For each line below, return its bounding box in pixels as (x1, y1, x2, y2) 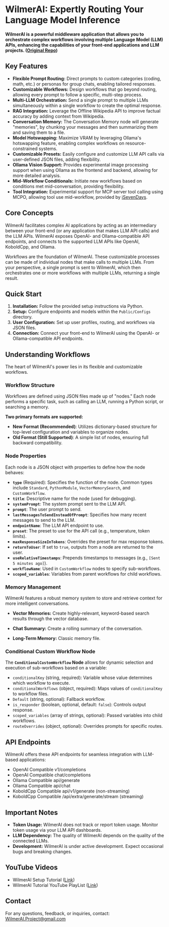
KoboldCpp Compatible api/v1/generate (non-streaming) (12, 788, 130, 794)
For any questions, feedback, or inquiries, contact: (5, 910, 110, 916)
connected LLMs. (12, 838, 49, 844)
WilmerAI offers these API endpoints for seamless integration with (5, 752, 142, 758)
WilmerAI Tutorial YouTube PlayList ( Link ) (12, 882, 98, 888)
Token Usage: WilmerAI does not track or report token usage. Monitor (12, 822, 158, 828)
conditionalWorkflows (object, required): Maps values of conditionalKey (12, 686, 163, 692)
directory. (12, 314, 33, 320)
